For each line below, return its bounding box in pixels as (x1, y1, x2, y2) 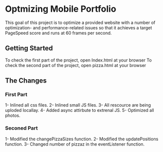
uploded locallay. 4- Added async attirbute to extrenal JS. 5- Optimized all (5, 108, 154, 113)
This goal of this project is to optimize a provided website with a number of (5, 20, 156, 25)
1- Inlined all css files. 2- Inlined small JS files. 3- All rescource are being (5, 102, 151, 108)
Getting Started (5, 44, 53, 52)
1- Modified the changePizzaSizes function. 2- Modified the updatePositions (5, 136, 159, 142)
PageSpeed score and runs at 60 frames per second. (5, 30, 112, 36)
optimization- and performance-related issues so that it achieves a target (5, 24, 152, 30)
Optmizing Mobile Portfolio (5, 3, 116, 15)
